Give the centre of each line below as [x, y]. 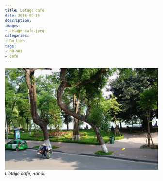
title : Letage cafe [25, 10]
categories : [17, 36]
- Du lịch [15, 41]
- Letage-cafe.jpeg [25, 31]
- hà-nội [14, 51]
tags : [10, 46]
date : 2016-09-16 [23, 15]
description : [18, 20]
